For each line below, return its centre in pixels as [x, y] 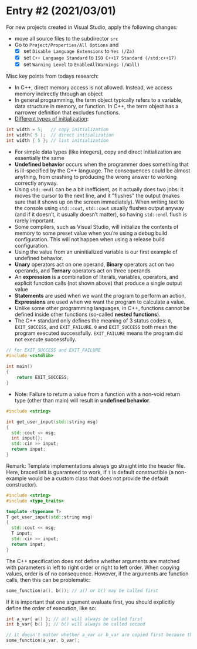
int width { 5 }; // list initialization [57, 140]
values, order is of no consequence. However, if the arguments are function [97, 573]
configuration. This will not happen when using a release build [90, 239]
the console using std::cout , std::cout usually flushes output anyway [99, 208]
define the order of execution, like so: [51, 608]
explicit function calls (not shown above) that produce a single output [98, 283]
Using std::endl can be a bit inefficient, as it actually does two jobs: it [99, 189]
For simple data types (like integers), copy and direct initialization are [98, 152]
